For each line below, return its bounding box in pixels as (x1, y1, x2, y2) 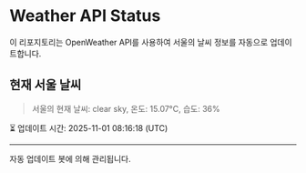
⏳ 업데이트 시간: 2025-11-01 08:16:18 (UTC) (9, 122, 168, 133)
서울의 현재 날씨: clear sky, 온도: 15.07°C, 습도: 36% (31, 103, 220, 114)
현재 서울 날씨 (9, 77, 82, 93)
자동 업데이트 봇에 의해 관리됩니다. (9, 153, 131, 164)
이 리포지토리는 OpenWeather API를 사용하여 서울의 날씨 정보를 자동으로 (9, 36, 269, 47)
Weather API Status (9, 5, 161, 26)
